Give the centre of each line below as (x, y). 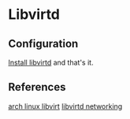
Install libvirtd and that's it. (51, 62)
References (37, 87)
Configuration (43, 44)
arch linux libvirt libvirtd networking (65, 106)
